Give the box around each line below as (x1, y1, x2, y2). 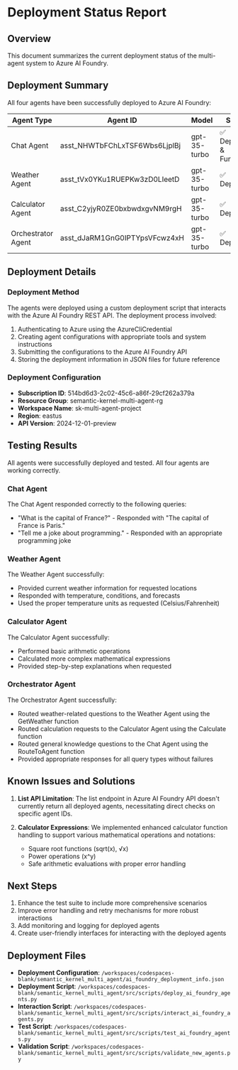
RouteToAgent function (17, 747, 85, 755)
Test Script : (17, 1022, 53, 1031)
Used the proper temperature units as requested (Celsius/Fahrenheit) (17, 599, 220, 607)
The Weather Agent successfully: (7, 570, 105, 579)
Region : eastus (17, 411, 62, 420)
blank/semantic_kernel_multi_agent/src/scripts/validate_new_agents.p (17, 1049, 231, 1057)
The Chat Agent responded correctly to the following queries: (7, 499, 187, 508)
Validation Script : (17, 1042, 70, 1051)
